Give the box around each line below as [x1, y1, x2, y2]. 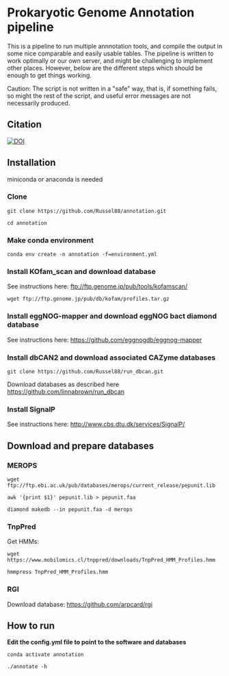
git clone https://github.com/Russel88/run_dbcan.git [7, 368, 164, 375]
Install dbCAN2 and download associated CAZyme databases [7, 353, 216, 362]
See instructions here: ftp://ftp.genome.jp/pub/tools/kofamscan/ [7, 282, 188, 290]
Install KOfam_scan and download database [7, 267, 156, 277]
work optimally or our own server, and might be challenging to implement [7, 56, 213, 64]
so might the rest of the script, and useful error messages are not [7, 91, 191, 100]
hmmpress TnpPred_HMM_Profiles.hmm [7, 568, 109, 576]
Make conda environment [7, 235, 94, 245]
